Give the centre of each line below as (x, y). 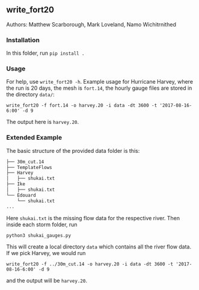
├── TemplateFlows (29, 167)
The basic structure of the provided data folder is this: (73, 150)
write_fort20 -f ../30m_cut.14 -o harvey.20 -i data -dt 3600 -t (90, 264)
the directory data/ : (31, 94)
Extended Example (34, 138)
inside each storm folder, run (42, 224)
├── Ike (16, 184)
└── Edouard (21, 195)
